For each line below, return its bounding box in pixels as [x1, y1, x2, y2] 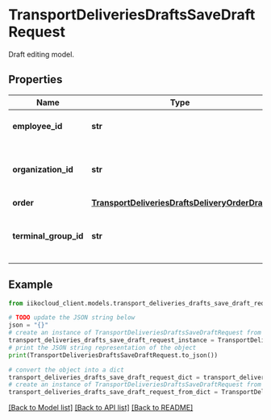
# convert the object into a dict [8, 365, 125, 374]
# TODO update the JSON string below [8, 314, 135, 322]
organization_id [12, 164, 74, 175]
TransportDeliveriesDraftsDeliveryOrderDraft [91, 197, 269, 208]
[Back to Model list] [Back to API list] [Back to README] [8, 403, 194, 413]
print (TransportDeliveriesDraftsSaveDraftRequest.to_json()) [8, 351, 219, 360]
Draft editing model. [8, 49, 75, 59]
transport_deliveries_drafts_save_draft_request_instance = [8, 336, 215, 344]
